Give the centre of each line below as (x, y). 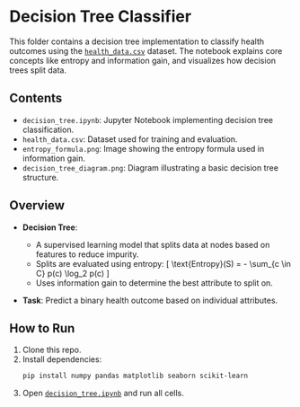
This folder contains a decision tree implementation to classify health (137, 41)
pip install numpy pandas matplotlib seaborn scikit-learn (135, 376)
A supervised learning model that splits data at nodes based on (153, 244)
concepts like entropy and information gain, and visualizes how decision (143, 60)
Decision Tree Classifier (100, 17)
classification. (48, 129)
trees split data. (38, 70)
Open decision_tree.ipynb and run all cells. (103, 394)
